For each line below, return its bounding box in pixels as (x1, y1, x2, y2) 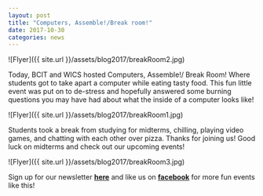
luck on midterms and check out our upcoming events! (8, 142, 185, 151)
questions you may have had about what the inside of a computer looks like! (8, 95, 254, 104)
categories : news (8, 33, 65, 42)
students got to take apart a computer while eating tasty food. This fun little (8, 78, 253, 88)
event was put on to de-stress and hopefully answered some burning (8, 87, 232, 96)
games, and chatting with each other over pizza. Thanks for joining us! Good (8, 134, 256, 143)
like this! (8, 181, 35, 191)
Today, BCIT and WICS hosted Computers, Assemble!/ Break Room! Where (8, 70, 250, 79)
